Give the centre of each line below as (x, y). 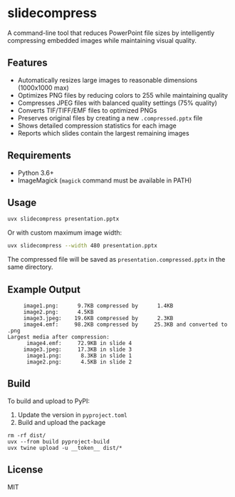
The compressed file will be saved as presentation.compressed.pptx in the (116, 260)
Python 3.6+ (36, 173)
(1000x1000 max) (43, 88)
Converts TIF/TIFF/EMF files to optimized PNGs (87, 110)
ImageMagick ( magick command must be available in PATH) (105, 180)
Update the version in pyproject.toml (72, 414)
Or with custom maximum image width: (65, 232)
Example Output (44, 289)
